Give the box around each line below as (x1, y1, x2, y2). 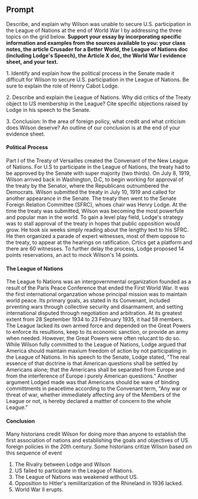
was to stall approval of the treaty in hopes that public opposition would (6, 220, 180, 227)
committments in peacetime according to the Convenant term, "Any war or (6, 385, 187, 392)
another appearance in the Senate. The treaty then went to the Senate (6, 195, 177, 202)
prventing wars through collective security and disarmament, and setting (6, 303, 183, 310)
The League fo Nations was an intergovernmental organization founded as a (6, 278, 191, 285)
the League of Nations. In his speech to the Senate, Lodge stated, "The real (6, 353, 190, 360)
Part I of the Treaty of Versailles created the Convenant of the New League (6, 157, 188, 165)
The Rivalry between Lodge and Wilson (14, 461, 111, 468)
